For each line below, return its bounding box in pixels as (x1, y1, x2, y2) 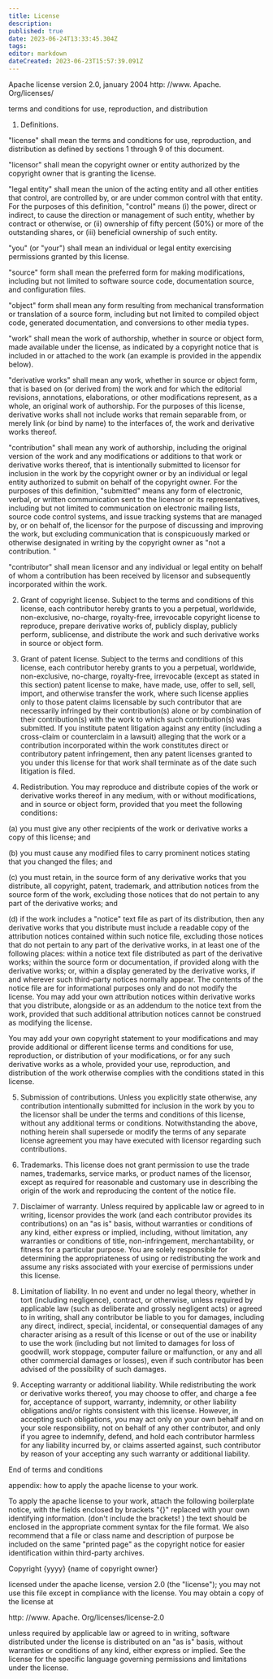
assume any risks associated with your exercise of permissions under (19, 1261, 253, 1272)
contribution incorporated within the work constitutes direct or (19, 740, 229, 750)
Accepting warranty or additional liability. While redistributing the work (19, 1379, 257, 1390)
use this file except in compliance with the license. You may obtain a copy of (8, 1588, 264, 1598)
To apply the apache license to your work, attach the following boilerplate (8, 1496, 254, 1506)
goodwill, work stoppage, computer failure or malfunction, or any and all (19, 1347, 262, 1356)
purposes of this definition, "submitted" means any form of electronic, (8, 485, 244, 496)
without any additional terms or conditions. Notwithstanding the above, (19, 1118, 258, 1128)
